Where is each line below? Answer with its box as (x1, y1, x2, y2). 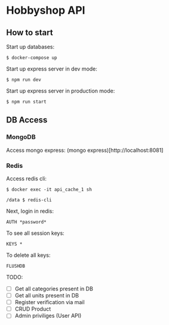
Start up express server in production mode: (6, 87, 115, 94)
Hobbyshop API (6, 4, 85, 17)
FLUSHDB (6, 263, 26, 269)
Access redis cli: (6, 174, 47, 182)
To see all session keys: (6, 229, 64, 237)
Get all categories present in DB (14, 285, 94, 292)
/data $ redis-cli (6, 197, 52, 203)
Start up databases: (6, 43, 55, 50)
